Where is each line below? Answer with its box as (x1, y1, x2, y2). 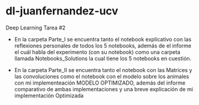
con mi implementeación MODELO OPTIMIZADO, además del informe (14, 79, 186, 86)
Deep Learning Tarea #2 (5, 24, 66, 31)
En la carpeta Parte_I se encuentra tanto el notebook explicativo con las (14, 35, 192, 43)
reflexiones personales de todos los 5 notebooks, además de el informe (14, 42, 192, 49)
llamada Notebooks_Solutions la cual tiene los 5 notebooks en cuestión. (14, 55, 192, 62)
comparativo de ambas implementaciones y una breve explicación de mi (14, 85, 193, 92)
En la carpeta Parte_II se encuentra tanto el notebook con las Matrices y (14, 66, 192, 73)
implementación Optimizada (14, 92, 84, 99)
